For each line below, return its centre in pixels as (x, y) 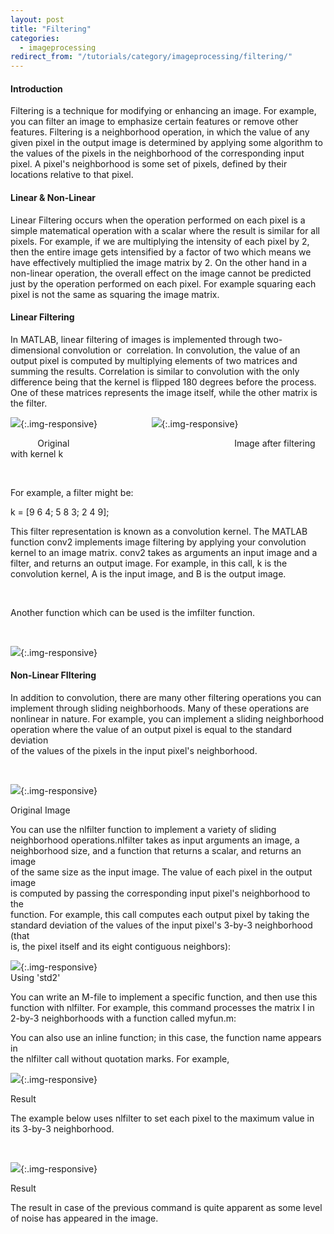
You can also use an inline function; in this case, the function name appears (166, 1037)
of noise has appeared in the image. (84, 1218)
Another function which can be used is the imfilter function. (133, 612)
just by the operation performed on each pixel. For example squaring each (163, 283)
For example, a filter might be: (72, 492)
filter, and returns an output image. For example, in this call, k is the (149, 563)
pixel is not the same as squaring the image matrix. (115, 294)
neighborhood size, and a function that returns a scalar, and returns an (156, 850)
